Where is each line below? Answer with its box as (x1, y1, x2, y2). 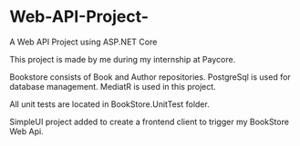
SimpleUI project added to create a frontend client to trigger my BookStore (9, 116, 290, 127)
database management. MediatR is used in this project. (9, 81, 216, 92)
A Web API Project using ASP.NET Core (9, 36, 158, 47)
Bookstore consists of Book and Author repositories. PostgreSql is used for (9, 71, 292, 83)
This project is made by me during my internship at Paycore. (9, 54, 236, 64)
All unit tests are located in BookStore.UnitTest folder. (9, 98, 210, 110)
